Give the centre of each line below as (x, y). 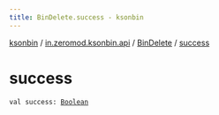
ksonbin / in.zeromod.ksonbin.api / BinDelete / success (109, 42)
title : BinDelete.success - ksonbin (76, 17)
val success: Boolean (49, 102)
